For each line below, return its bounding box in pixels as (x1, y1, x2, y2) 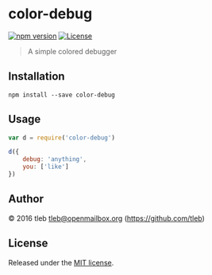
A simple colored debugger (27, 46, 118, 56)
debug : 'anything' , (22, 155, 87, 163)
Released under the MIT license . (8, 257, 114, 267)
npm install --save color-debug (8, 91, 115, 99)
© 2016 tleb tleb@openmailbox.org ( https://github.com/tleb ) (8, 213, 205, 223)
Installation (8, 69, 65, 84)
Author (8, 192, 44, 206)
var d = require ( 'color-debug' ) (8, 133, 115, 142)
